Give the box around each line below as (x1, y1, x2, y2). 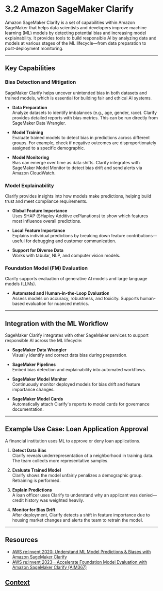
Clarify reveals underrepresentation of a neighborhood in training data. (12, 452, 154, 458)
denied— (139, 492, 157, 498)
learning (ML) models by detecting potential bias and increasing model (5, 30, 147, 36)
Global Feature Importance (12, 208, 67, 213)
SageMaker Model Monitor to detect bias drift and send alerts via (12, 165, 142, 171)
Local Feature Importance (12, 228, 65, 233)
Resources (5, 536, 38, 544)
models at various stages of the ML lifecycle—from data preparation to (5, 40, 147, 46)
